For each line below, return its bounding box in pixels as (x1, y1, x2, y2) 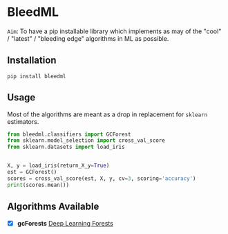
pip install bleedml (7, 73, 67, 80)
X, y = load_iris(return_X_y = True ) (7, 162, 110, 170)
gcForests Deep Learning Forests (17, 219, 114, 227)
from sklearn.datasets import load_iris (7, 143, 126, 151)
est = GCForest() (7, 169, 57, 176)
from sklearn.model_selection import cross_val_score (7, 137, 166, 144)
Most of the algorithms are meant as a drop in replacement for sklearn (7, 110, 208, 118)
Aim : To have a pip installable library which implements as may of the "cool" (7, 27, 222, 35)
